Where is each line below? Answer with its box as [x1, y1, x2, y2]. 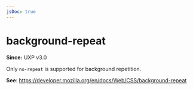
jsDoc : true [6, 8, 36, 15]
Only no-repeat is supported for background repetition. [6, 65, 142, 72]
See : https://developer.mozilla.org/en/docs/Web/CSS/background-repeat [6, 76, 187, 83]
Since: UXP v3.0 [6, 54, 47, 61]
